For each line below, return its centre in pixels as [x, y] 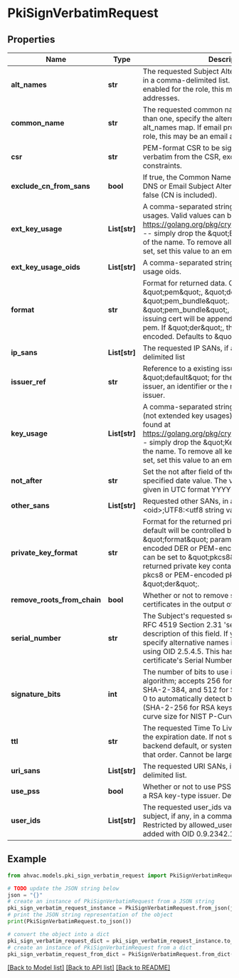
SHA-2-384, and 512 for [186, 690]
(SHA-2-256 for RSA [179, 708]
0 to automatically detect [184, 699]
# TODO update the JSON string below [63, 888]
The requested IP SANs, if [186, 348]
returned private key [177, 566]
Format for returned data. [185, 283]
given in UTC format [176, 489]
